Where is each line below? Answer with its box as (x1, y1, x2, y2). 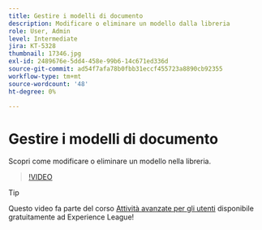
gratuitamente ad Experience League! (8, 212, 135, 222)
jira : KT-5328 (8, 42, 57, 50)
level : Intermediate (8, 34, 79, 43)
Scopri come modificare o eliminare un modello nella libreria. (8, 156, 212, 167)
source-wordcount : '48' (8, 80, 89, 88)
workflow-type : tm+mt (8, 72, 82, 80)
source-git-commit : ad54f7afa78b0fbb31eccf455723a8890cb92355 (8, 65, 223, 73)
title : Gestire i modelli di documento (8, 11, 144, 20)
